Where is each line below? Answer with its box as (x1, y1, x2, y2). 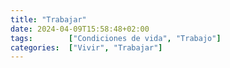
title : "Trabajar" (10, 14, 87, 25)
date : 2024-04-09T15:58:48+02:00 (10, 24, 150, 34)
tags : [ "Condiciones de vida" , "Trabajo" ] (10, 33, 222, 43)
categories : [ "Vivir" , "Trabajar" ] (10, 42, 163, 53)
